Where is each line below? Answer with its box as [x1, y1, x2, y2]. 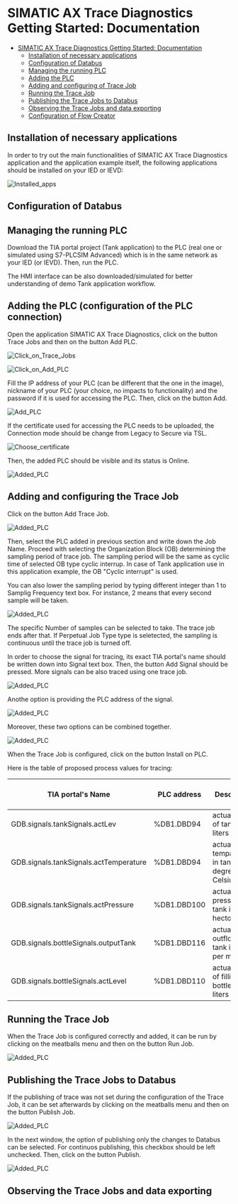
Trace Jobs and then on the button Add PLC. [7, 337, 138, 346]
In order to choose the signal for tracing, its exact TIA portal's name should [7, 652, 226, 661]
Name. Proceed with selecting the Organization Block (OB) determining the [7, 544, 227, 553]
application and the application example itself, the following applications [7, 158, 217, 167]
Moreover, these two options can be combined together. [7, 722, 171, 731]
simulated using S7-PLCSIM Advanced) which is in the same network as [7, 250, 218, 259]
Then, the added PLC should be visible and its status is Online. [7, 456, 190, 465]
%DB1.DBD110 [153, 976, 206, 985]
